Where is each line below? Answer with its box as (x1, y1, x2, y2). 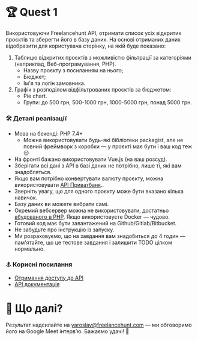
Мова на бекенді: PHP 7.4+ (14, 130, 83, 137)
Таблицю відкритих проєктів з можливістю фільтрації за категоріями (14, 54, 191, 61)
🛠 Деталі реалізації (5, 114, 67, 122)
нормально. (14, 245, 46, 252)
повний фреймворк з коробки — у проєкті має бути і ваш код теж (23, 143, 193, 150)
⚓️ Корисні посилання (5, 260, 73, 269)
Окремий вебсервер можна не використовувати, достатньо (14, 207, 169, 214)
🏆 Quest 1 (5, 5, 58, 19)
